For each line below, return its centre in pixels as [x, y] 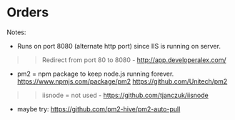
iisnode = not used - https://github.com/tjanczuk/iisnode [125, 95]
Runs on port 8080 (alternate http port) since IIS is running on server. [119, 46]
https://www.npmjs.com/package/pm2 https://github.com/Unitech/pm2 [122, 81]
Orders [28, 12]
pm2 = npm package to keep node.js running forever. [95, 74]
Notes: [16, 32]
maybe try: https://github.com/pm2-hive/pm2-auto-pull [99, 109]
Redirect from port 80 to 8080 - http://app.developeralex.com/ [134, 60]
